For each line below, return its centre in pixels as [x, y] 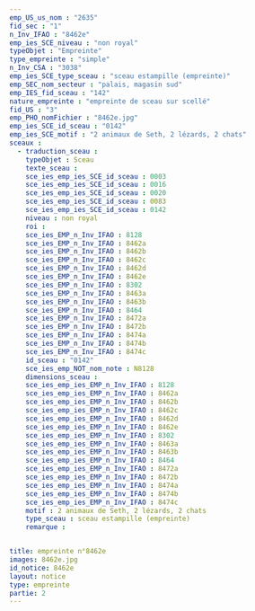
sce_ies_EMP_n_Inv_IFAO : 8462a [86, 244]
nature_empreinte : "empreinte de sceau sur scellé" [110, 101]
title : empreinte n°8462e [57, 552]
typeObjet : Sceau [60, 159]
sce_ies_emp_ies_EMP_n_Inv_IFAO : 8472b [102, 477]
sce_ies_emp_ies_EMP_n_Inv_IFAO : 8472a [102, 469]
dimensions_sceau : [62, 377]
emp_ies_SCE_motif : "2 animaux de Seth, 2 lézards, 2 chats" [128, 135]
